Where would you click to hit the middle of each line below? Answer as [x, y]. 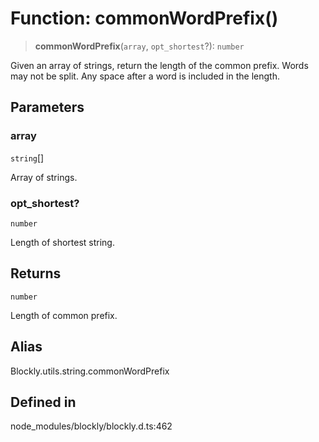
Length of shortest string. [62, 242]
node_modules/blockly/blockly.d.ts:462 [91, 426]
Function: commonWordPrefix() [144, 18]
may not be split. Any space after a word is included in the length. [145, 76]
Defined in [43, 402]
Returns [36, 273]
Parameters [47, 107]
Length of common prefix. [64, 315]
